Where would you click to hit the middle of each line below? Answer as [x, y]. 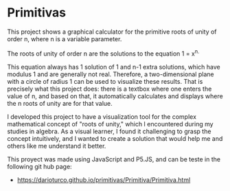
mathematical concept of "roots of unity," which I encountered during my [111, 124]
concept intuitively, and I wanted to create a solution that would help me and [115, 138]
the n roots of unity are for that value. [60, 103]
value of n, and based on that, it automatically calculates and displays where [115, 96]
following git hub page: [39, 166]
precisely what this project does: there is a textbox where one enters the [110, 89]
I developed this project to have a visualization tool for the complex [102, 116]
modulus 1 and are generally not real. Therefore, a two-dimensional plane [111, 74]
